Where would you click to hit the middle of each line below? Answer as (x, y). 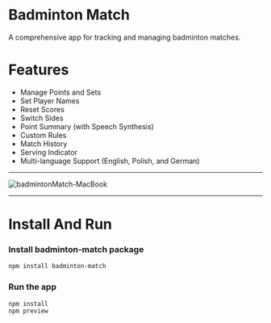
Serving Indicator (49, 152)
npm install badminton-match (57, 266)
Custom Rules (43, 135)
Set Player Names (50, 101)
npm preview (28, 311)
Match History (44, 144)
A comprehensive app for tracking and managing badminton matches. (125, 37)
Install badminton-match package (76, 250)
